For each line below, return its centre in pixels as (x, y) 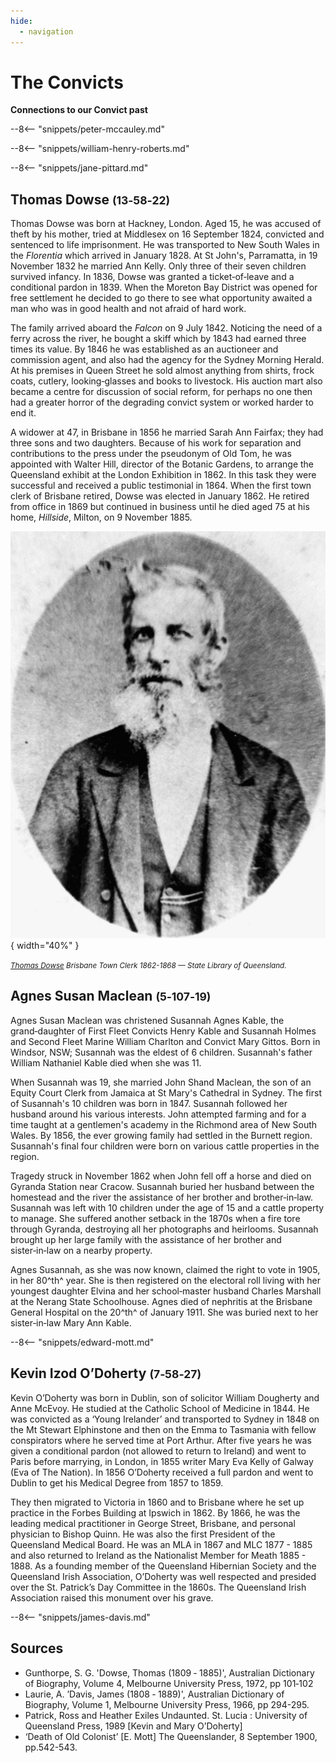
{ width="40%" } (45, 946)
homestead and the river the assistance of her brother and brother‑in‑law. (161, 1197)
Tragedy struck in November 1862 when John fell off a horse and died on (161, 1176)
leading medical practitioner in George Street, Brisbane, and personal (153, 1523)
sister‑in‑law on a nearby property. (81, 1250)
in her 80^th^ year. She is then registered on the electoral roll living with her (165, 1280)
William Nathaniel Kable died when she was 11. (106, 1062)
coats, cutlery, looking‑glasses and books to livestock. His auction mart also (166, 381)
